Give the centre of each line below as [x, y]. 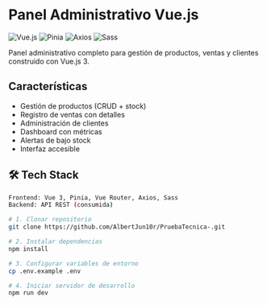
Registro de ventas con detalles [72, 114]
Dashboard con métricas [61, 131]
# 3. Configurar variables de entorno [73, 263]
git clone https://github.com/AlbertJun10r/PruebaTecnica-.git [117, 227]
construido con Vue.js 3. [49, 61]
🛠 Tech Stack [44, 175]
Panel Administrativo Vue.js [104, 15]
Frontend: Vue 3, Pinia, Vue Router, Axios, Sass [94, 198]
